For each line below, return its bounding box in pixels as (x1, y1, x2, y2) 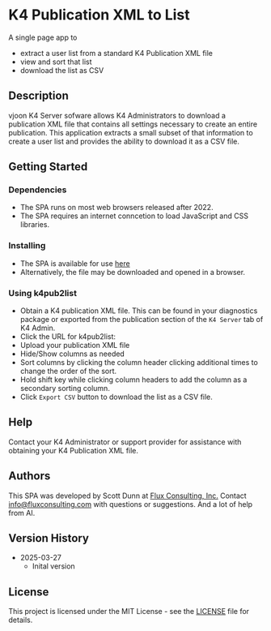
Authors (8, 469, 51, 483)
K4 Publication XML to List (8, 6, 190, 24)
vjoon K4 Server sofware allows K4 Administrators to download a (8, 110, 227, 120)
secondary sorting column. (19, 384, 111, 393)
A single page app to (8, 32, 78, 42)
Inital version (32, 561, 75, 571)
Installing (8, 240, 46, 251)
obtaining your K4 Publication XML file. (8, 445, 139, 455)
